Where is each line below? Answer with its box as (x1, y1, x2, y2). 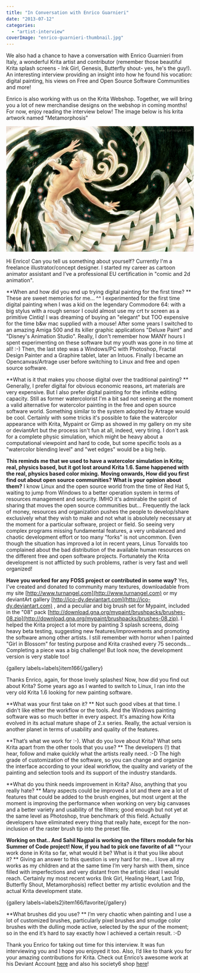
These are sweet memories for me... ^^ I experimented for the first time (6, 294, 180, 302)
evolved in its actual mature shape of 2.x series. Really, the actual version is (6, 720, 192, 727)
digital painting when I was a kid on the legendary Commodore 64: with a (6, 301, 186, 308)
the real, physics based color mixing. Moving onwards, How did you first (6, 470, 189, 477)
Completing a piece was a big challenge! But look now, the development (6, 647, 183, 654)
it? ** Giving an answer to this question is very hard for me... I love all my (6, 856, 185, 863)
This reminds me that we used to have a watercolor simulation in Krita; (6, 458, 185, 465)
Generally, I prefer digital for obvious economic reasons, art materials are (6, 382, 186, 389)
